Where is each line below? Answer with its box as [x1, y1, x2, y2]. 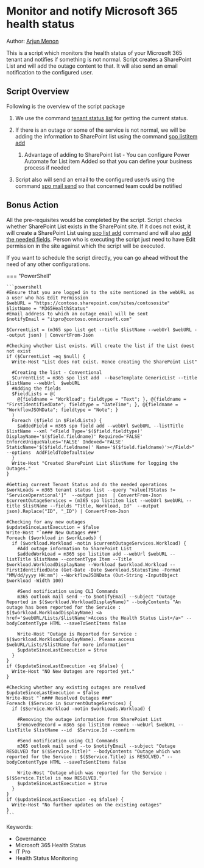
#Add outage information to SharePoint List [17, 545, 132, 551]
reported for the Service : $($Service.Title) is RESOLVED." [6, 753, 165, 760]
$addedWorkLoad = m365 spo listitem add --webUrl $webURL [17, 551, 167, 557]
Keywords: [6, 823, 33, 830]
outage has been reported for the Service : [6, 604, 121, 611]
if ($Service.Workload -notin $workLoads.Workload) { [12, 706, 151, 712]
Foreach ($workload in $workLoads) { [6, 535, 102, 541]
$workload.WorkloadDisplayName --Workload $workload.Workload [6, 561, 167, 568]
